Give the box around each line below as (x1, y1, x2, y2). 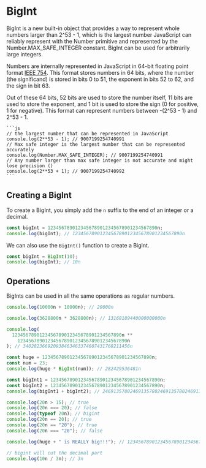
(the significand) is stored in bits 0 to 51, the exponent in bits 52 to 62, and (6, 75, 194, 83)
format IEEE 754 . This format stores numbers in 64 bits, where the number (6, 69, 194, 76)
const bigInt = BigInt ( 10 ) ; (6, 253, 78, 260)
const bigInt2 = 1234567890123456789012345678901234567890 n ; (6, 382, 166, 388)
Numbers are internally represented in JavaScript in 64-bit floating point (6, 62, 189, 70)
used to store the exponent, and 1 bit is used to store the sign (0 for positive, (6, 100, 199, 108)
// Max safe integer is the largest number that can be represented (6, 141, 185, 148)
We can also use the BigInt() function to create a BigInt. (6, 241, 150, 249)
